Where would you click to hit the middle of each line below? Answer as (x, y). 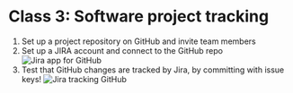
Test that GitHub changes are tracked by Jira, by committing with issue (153, 70)
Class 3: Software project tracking (139, 17)
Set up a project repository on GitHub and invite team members (139, 41)
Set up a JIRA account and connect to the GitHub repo (122, 50)
